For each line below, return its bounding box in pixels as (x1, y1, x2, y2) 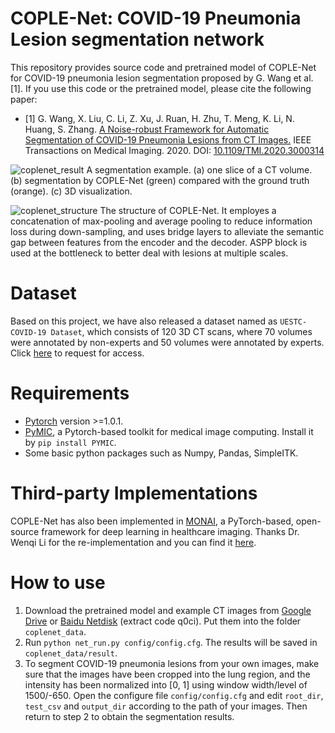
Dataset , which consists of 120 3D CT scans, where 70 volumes (50, 325, 313, 337)
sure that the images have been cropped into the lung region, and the (24, 668, 311, 680)
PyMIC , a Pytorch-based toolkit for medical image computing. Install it (24, 425, 314, 437)
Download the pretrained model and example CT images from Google (24, 604, 312, 616)
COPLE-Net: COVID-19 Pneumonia (10, 7, 302, 30)
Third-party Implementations (10, 482, 258, 504)
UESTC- (279, 317, 308, 327)
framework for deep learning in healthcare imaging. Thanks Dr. (41, 525, 300, 537)
